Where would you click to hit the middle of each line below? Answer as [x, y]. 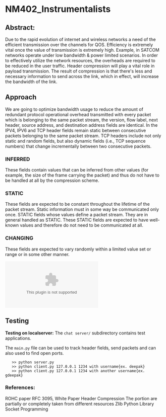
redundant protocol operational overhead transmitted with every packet [78, 114]
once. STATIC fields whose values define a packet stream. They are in [77, 215]
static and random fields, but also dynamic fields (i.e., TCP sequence [76, 141]
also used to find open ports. [35, 353]
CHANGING [19, 238]
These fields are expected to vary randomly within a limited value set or [78, 249]
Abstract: [20, 28]
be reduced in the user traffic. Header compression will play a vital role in [80, 66]
